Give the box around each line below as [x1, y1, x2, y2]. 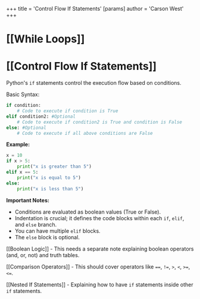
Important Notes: [6, 196, 49, 204]
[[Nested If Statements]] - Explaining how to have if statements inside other [6, 280, 193, 288]
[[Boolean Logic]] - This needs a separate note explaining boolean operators [6, 245, 194, 252]
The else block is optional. [14, 233, 80, 241]
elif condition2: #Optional [6, 113, 76, 119]
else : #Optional [6, 125, 46, 131]
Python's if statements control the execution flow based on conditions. [6, 79, 182, 87]
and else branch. [14, 221, 57, 228]
